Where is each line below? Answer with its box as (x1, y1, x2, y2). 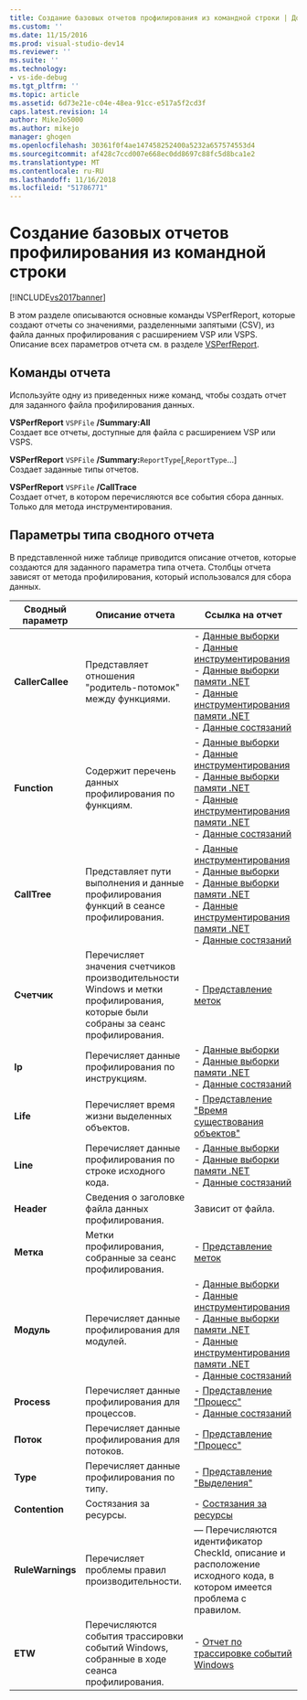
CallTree (14, 888, 52, 901)
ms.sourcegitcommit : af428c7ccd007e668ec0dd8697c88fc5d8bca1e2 (9, 149, 256, 158)
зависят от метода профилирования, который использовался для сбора (9, 571, 292, 582)
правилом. (194, 1603, 242, 1616)
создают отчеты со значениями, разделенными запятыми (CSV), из (9, 319, 275, 330)
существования (194, 1115, 264, 1128)
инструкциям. (85, 1072, 148, 1085)
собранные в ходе (85, 1652, 167, 1665)
